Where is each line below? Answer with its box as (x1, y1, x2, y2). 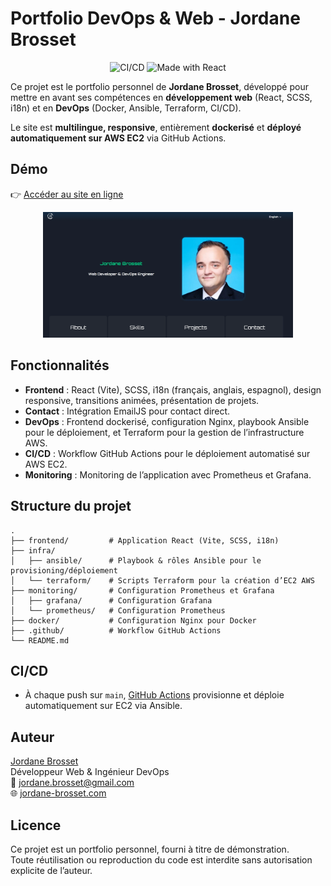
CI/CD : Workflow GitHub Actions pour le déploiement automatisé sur (24, 447, 311, 459)
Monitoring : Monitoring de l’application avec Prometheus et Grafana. (24, 468, 312, 481)
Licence (10, 817, 62, 834)
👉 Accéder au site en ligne (10, 188, 124, 200)
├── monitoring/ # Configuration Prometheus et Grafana (10, 585, 275, 596)
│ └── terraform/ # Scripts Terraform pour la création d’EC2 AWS (10, 575, 315, 586)
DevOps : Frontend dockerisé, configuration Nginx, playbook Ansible (24, 415, 310, 427)
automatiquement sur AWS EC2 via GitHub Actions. (10, 132, 227, 144)
